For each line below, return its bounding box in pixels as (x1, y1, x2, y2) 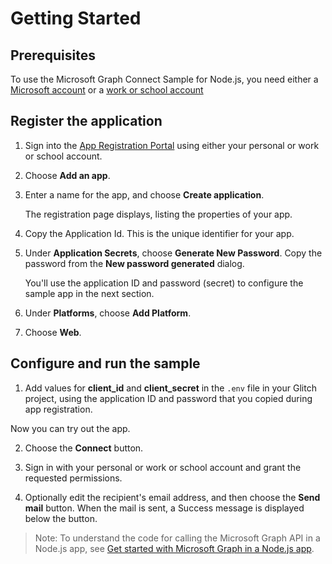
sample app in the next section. (24, 287, 155, 299)
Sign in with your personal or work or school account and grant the (24, 461, 302, 473)
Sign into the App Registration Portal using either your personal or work (24, 139, 320, 151)
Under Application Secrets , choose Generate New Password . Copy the (24, 247, 323, 259)
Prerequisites (10, 47, 96, 64)
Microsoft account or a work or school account (10, 84, 204, 96)
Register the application (10, 113, 163, 130)
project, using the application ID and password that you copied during (24, 392, 313, 404)
